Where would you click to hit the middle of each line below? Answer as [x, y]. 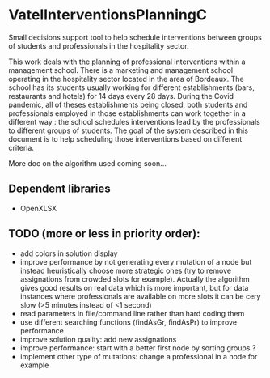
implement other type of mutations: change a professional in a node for [139, 356]
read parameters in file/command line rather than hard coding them [132, 313]
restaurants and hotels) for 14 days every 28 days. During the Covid [121, 96]
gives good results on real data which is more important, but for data [134, 287]
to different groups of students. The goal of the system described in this [129, 130]
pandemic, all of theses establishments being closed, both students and [128, 104]
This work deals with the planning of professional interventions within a [127, 62]
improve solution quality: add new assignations [98, 339]
